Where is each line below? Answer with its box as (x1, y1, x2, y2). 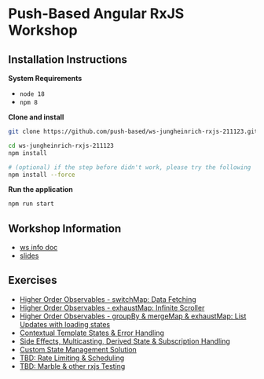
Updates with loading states (19, 319, 111, 329)
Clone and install (8, 112, 64, 122)
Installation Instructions (8, 53, 128, 66)
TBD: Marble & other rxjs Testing (19, 361, 126, 370)
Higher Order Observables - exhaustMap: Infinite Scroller (19, 303, 205, 312)
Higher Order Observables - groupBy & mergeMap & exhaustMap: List (19, 311, 247, 321)
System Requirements (8, 74, 82, 83)
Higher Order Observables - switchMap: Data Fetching (19, 294, 196, 304)
